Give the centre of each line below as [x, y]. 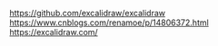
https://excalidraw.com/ [54, 32]
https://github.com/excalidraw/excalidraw [88, 13]
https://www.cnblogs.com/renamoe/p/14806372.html [109, 23]
